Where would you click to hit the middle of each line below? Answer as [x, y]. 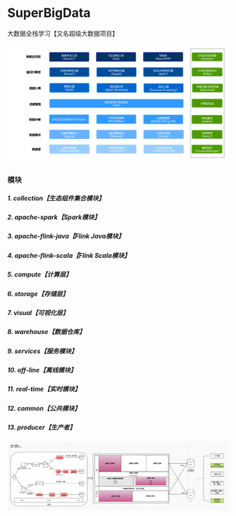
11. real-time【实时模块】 [44, 389]
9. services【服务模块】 [42, 351]
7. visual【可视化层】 [38, 312]
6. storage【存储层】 [38, 293]
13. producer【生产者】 [42, 427]
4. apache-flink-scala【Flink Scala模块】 [69, 255]
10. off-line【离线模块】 [42, 370]
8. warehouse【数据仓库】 [46, 332]
